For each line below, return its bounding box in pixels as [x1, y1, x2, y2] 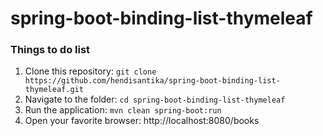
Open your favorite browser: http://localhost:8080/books [24, 115, 260, 127]
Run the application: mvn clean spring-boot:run [24, 104, 222, 116]
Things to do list [10, 43, 91, 57]
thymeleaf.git [24, 85, 84, 95]
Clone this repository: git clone [24, 65, 157, 77]
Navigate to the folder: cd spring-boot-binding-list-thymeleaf [24, 93, 286, 106]
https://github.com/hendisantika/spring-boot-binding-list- [24, 76, 281, 86]
